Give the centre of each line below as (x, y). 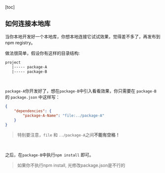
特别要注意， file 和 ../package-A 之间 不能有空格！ (68, 135)
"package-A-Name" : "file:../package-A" (64, 116)
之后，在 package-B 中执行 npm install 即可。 (49, 155)
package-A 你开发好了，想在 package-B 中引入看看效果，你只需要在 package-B (81, 91)
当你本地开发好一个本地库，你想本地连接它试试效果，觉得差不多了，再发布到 (83, 36)
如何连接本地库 (28, 24)
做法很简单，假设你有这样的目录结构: (43, 53)
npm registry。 (20, 43)
